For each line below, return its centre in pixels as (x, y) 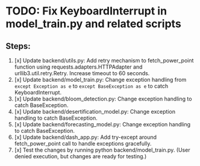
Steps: (18, 46)
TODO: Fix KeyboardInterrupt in (86, 11)
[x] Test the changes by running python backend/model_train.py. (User (102, 150)
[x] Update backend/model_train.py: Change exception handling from (100, 80)
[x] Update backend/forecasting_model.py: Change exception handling (102, 124)
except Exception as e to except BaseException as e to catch (91, 86)
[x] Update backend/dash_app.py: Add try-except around (86, 137)
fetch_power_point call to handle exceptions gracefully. (83, 143)
